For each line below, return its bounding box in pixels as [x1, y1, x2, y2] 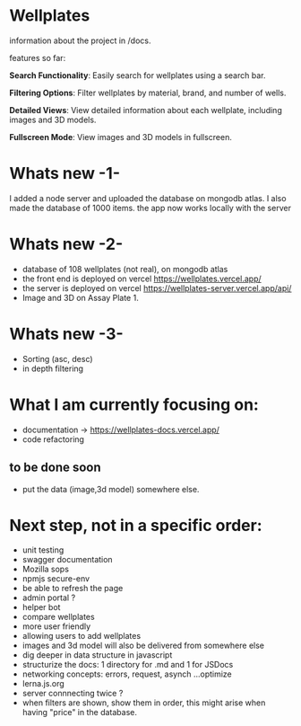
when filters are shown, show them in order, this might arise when [21, 697, 266, 708]
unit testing [21, 544, 64, 555]
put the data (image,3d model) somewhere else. [21, 483, 200, 494]
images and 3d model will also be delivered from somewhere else [21, 640, 265, 651]
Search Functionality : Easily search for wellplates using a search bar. [9, 69, 266, 81]
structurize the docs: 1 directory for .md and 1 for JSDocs [21, 660, 234, 670]
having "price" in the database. [21, 707, 137, 718]
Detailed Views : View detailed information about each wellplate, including [9, 104, 282, 115]
